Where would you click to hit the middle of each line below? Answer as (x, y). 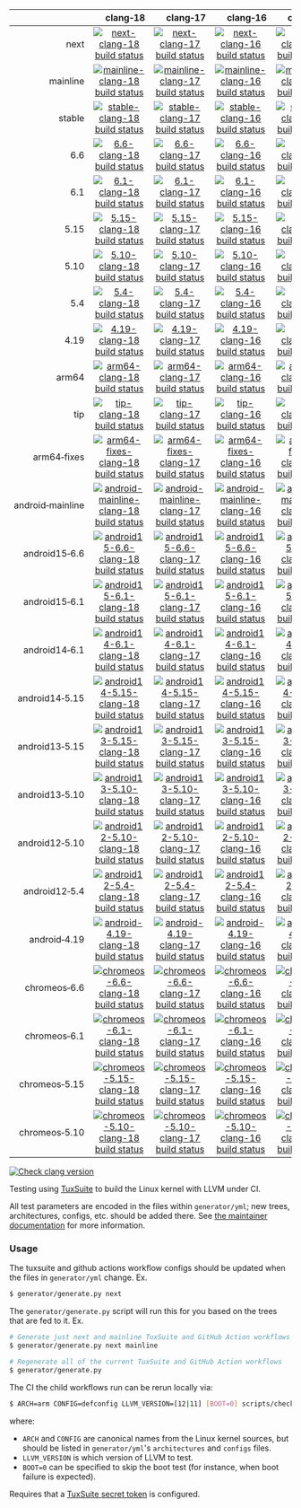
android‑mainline (49, 505)
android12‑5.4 (54, 891)
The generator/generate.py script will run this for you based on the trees (143, 1311)
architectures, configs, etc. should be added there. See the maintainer (138, 1216)
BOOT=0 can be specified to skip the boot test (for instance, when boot (150, 1467)
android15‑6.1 (54, 602)
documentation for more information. (77, 1225)
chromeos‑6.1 (55, 1036)
